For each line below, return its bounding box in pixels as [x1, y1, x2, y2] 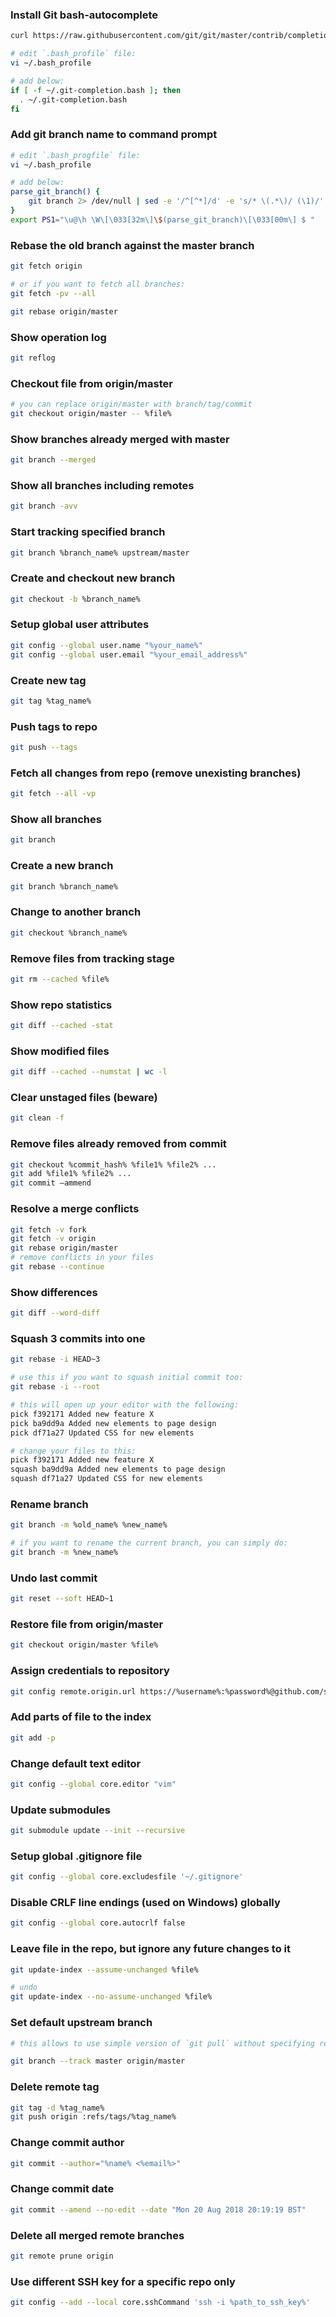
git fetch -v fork [10, 1224, 87, 1235]
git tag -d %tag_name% [10, 2103, 105, 2113]
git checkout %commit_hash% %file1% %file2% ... [10, 1159, 217, 1170]
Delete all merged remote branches [10, 2228, 185, 2242]
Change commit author [10, 2136, 125, 2150]
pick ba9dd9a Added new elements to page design [10, 1418, 217, 1428]
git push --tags [10, 743, 78, 753]
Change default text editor [10, 1756, 142, 1770]
